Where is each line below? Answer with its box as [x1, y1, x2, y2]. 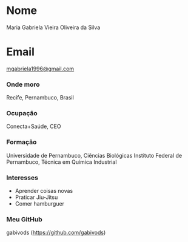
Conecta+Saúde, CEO [6, 123, 61, 130]
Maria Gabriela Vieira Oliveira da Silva [6, 24, 101, 31]
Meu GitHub [6, 215, 42, 223]
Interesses [6, 173, 38, 182]
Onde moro [6, 80, 40, 89]
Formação [6, 138, 37, 146]
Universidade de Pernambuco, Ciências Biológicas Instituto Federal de [6, 152, 183, 159]
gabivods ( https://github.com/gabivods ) [6, 229, 106, 237]
